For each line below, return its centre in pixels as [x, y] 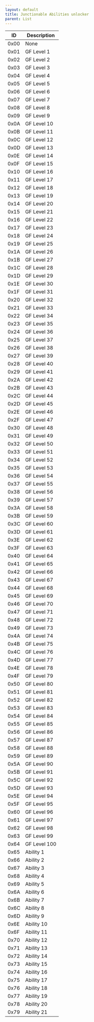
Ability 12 [36, 940]
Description [41, 35]
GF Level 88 [39, 748]
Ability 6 [35, 892]
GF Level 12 [39, 140]
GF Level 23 [39, 228]
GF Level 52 [39, 460]
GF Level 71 [39, 612]
